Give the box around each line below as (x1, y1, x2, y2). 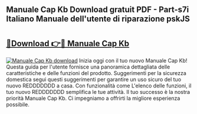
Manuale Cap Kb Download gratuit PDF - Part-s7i (6, 5, 189, 15)
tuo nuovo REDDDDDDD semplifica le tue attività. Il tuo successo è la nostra (6, 89, 191, 95)
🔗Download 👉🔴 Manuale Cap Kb (6, 38, 130, 48)
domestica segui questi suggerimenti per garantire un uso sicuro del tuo (6, 76, 182, 83)
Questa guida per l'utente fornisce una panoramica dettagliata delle (6, 63, 170, 70)
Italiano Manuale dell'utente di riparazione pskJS (6, 14, 191, 24)
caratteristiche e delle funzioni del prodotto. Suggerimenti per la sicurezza (6, 70, 187, 76)
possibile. (6, 101, 29, 108)
